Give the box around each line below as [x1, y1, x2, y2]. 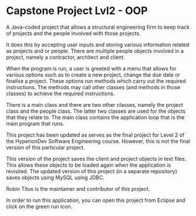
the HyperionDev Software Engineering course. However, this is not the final [6, 137, 191, 144]
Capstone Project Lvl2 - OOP [6, 4, 148, 18]
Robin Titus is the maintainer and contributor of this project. [6, 185, 150, 192]
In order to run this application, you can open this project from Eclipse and [6, 197, 186, 204]
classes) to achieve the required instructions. [6, 90, 115, 97]
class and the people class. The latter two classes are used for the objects [6, 107, 186, 114]
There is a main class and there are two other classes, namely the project [6, 101, 184, 108]
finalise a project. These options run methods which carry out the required [6, 77, 186, 85]
